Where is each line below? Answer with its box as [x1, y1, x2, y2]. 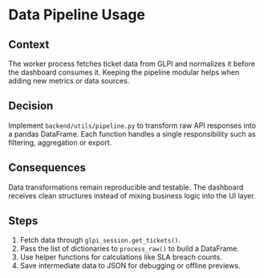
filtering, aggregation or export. [8, 137, 112, 147]
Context [8, 38, 50, 51]
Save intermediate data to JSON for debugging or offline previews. [19, 261, 241, 271]
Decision [8, 99, 54, 113]
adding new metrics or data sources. [8, 76, 130, 85]
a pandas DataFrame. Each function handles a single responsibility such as [8, 129, 256, 138]
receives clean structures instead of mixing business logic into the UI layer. [8, 190, 256, 200]
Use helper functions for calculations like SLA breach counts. [19, 252, 222, 262]
